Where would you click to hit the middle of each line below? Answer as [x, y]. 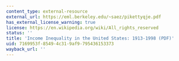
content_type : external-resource [47, 11]
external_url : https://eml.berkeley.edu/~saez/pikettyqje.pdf [84, 17]
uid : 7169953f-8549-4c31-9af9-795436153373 [60, 44]
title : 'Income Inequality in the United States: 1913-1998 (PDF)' [90, 38]
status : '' [19, 33]
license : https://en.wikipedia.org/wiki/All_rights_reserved [82, 28]
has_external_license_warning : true [51, 22]
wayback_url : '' [26, 49]
